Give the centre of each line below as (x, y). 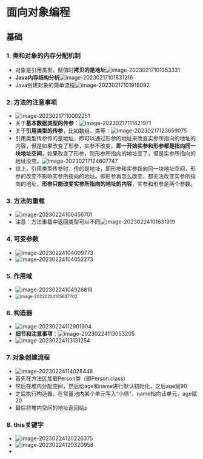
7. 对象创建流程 (28, 358)
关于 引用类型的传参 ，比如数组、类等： (63, 131)
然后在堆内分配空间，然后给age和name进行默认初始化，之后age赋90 (101, 386)
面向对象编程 (38, 12)
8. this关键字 (25, 424)
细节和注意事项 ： (36, 334)
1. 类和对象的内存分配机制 (43, 55)
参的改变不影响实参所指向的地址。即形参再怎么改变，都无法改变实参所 (103, 176)
